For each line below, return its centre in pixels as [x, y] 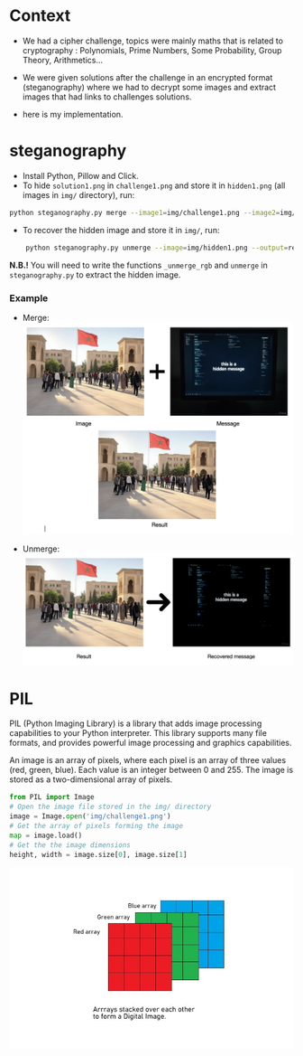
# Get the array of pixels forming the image [96, 826]
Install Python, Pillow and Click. [80, 175]
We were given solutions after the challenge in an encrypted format [147, 77]
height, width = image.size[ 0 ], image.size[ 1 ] [98, 854]
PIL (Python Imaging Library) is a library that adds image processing [136, 723]
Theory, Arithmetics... [63, 60]
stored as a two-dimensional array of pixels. [91, 779]
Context [40, 16]
